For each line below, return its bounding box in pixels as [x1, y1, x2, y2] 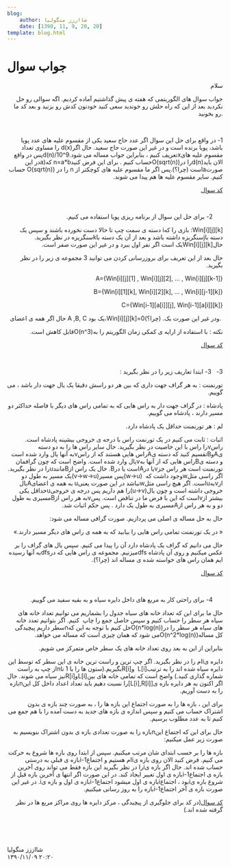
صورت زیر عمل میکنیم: [164, 735, 223, 743]
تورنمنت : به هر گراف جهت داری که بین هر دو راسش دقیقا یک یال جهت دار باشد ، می [7, 381, 223, 389]
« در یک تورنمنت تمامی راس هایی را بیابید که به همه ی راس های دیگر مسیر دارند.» [13, 528, 223, 536]
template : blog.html [7, 29, 66, 36]
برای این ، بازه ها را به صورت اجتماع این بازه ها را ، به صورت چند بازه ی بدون [27, 700, 223, 708]
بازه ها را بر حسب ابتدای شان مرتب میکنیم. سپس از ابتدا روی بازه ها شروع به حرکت [8, 748, 223, 756]
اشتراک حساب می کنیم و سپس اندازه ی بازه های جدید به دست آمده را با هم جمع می [8, 707, 223, 715]
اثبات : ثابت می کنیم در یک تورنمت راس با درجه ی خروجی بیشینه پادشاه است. [25, 436, 223, 444]
